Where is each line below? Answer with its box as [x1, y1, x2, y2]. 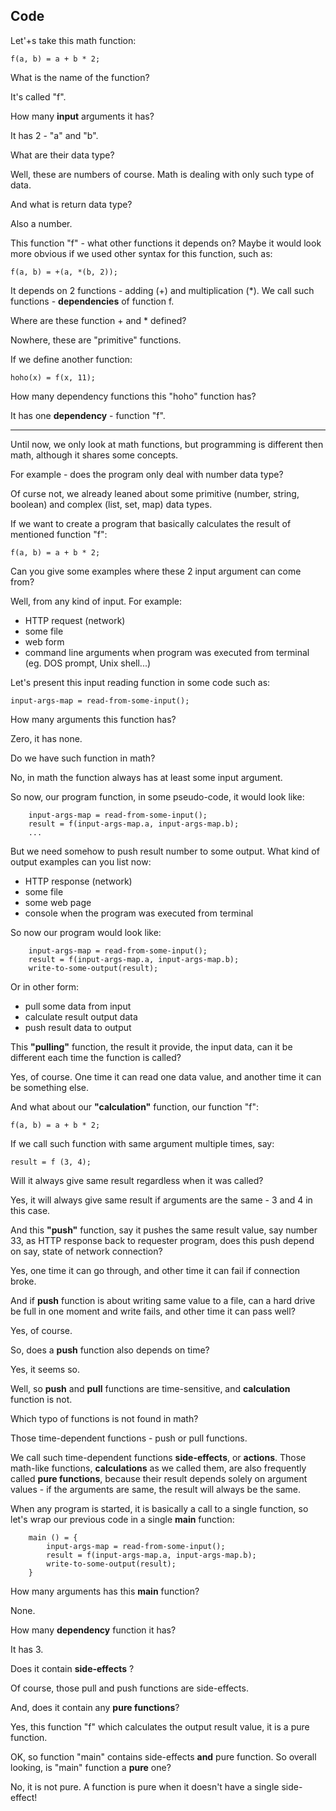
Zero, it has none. [10, 732, 83, 744]
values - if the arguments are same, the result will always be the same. [10, 1483, 301, 1495]
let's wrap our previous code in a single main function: [10, 1513, 235, 1525]
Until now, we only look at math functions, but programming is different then [10, 438, 324, 450]
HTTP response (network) [24, 875, 133, 887]
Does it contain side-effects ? [10, 1662, 135, 1674]
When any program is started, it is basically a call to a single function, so [10, 1502, 309, 1514]
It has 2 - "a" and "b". [10, 129, 99, 141]
